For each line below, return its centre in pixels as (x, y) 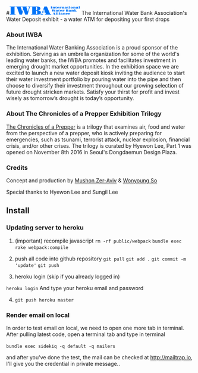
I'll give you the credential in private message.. (63, 363)
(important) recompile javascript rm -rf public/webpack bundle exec (98, 241)
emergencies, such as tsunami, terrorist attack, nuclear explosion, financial (98, 139)
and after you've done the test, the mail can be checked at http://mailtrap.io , (99, 357)
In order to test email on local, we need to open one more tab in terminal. (95, 328)
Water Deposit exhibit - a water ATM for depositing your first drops (88, 19)
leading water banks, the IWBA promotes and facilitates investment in (91, 60)
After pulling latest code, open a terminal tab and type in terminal (86, 334)
